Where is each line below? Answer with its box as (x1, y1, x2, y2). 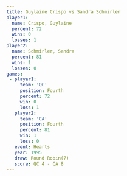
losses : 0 (12, 65, 36, 71)
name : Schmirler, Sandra (12, 48, 75, 54)
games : (6, 71, 23, 77)
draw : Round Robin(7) (14, 155, 69, 161)
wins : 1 (12, 59, 32, 65)
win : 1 (19, 132, 36, 139)
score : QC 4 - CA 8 (14, 161, 64, 167)
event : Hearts (14, 143, 50, 150)
